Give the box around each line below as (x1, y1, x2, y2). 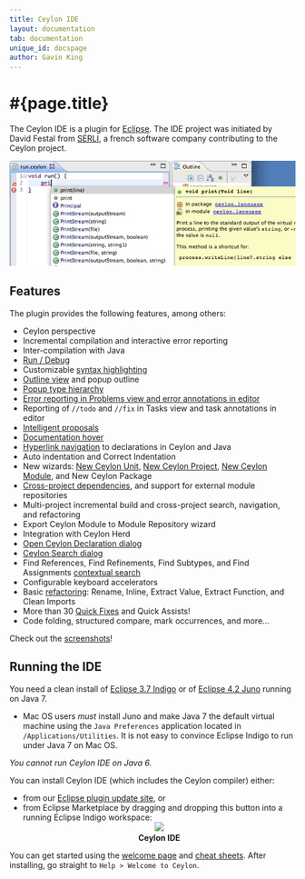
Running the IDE (9, 659, 103, 674)
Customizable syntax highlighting (22, 364, 148, 375)
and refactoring (22, 509, 81, 520)
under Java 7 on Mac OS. (22, 739, 118, 750)
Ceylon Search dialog (22, 547, 103, 558)
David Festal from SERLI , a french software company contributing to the (9, 133, 279, 145)
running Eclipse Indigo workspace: (22, 812, 152, 823)
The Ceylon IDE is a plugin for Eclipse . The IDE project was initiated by (9, 124, 272, 135)
